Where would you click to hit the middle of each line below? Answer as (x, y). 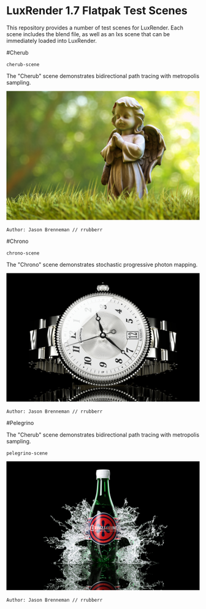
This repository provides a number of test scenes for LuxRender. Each (95, 28)
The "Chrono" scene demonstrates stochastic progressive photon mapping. (102, 264)
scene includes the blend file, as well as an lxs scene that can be (88, 34)
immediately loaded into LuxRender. (51, 40)
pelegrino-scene (27, 454)
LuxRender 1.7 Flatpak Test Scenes (97, 11)
